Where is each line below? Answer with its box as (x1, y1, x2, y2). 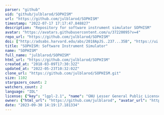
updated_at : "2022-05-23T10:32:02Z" (5, 67, 80, 71)
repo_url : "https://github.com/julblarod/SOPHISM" (5, 35, 110, 40)
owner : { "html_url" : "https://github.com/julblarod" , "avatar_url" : (5, 98, 147, 103)
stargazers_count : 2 (5, 80, 47, 85)
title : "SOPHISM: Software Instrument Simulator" (5, 44, 108, 48)
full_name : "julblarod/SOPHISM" (5, 52, 71, 58)
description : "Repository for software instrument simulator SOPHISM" (5, 25, 152, 30)
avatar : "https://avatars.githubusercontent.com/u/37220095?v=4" (5, 30, 141, 35)
